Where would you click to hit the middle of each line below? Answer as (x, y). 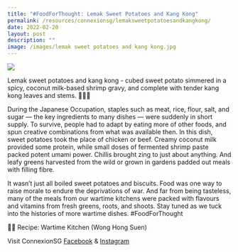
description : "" (31, 40)
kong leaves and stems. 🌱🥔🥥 (49, 95)
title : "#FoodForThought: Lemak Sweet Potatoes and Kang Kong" (103, 14)
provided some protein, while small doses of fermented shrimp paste (108, 147)
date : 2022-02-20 (33, 27)
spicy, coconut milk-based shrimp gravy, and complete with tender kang (113, 88)
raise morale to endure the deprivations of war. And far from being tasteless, (119, 191)
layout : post (27, 34)
